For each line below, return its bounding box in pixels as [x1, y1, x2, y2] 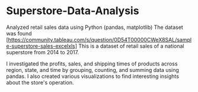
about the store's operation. [6, 78, 74, 86]
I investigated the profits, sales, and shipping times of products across [6, 60, 178, 67]
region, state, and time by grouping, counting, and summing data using [6, 66, 180, 73]
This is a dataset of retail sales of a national [78, 42, 184, 50]
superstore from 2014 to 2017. [6, 48, 79, 55]
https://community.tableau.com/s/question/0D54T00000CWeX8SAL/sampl [8, 36, 191, 43]
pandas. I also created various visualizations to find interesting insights [6, 73, 180, 80]
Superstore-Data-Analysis [6, 4, 139, 18]
